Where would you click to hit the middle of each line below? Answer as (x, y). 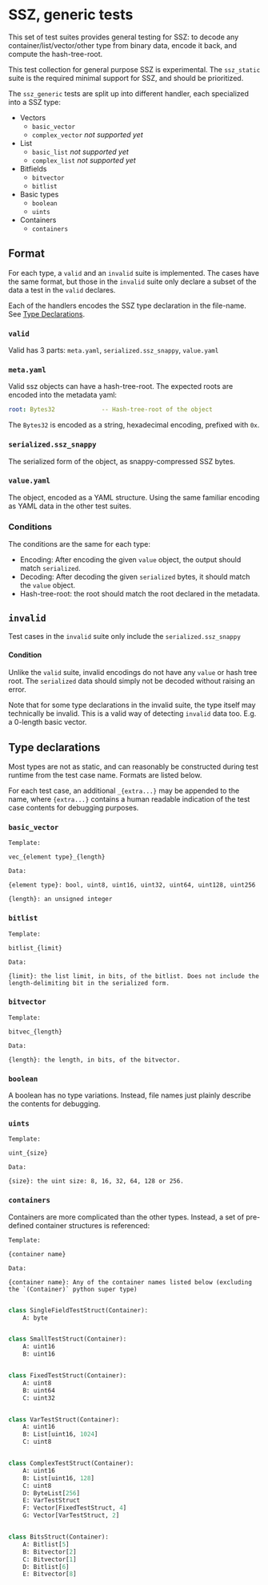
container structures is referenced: (93, 1225)
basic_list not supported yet (80, 152)
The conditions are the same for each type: (79, 544)
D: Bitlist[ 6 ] (46, 1567)
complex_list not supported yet (84, 160)
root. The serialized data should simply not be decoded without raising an (132, 681)
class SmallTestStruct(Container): (68, 1339)
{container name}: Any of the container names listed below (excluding (130, 1282)
